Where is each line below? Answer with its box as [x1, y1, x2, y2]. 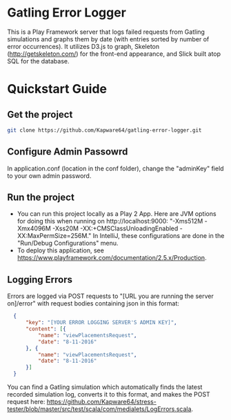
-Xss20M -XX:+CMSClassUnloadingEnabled [52, 224, 179, 232]
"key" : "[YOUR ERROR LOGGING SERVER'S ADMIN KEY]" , [25, 319, 177, 326]
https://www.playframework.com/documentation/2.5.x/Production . [17, 254, 207, 262]
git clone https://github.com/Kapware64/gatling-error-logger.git [7, 126, 202, 134]
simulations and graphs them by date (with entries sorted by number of [7, 34, 210, 43]
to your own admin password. [7, 171, 92, 180]
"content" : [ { [25, 326, 67, 332]
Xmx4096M [17, 224, 52, 232]
